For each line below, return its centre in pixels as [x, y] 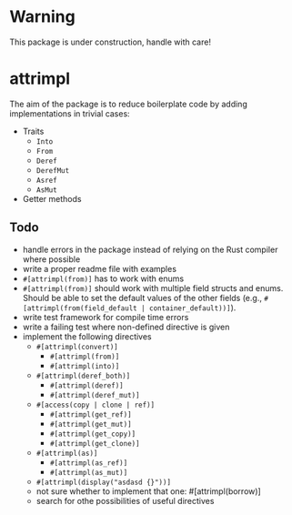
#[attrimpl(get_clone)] [95, 443]
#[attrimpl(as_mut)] [89, 472]
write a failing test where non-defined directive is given [126, 327]
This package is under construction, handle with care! [111, 42]
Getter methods [52, 198]
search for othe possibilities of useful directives [125, 500]
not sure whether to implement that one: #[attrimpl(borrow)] [148, 491]
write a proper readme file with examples [100, 268]
